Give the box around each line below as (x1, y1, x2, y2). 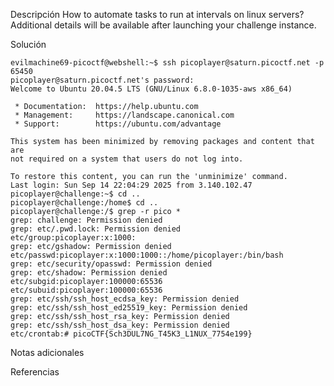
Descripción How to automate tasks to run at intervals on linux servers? (10, 9, 305, 20)
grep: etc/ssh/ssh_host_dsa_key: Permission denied (10, 320, 230, 330)
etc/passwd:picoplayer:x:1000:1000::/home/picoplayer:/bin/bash (10, 250, 284, 260)
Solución (10, 39, 47, 50)
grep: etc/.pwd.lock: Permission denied (10, 224, 182, 234)
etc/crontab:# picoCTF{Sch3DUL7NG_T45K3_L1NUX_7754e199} (10, 329, 253, 339)
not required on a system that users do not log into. (10, 154, 244, 164)
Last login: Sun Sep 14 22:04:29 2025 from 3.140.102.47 (10, 180, 253, 190)
